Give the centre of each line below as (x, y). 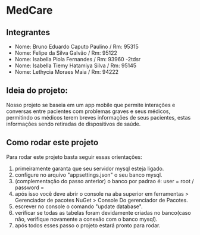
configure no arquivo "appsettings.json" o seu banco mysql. (88, 175)
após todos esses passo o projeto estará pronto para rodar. (87, 225)
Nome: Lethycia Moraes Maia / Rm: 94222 (67, 72)
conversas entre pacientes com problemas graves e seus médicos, (88, 111)
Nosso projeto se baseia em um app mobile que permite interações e (91, 105)
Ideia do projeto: (37, 91)
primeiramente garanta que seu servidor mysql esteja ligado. (89, 168)
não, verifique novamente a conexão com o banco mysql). (86, 219)
